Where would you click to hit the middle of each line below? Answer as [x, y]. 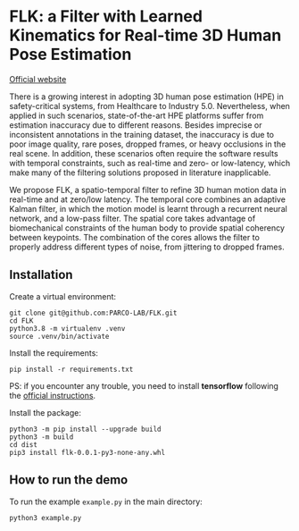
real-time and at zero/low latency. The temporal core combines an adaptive [147, 199]
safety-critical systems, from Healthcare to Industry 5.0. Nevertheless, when [149, 105]
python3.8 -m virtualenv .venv [67, 328]
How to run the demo [69, 480]
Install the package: [46, 412]
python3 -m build [42, 437]
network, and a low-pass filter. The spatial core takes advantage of [133, 218]
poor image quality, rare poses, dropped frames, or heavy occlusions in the [148, 144]
